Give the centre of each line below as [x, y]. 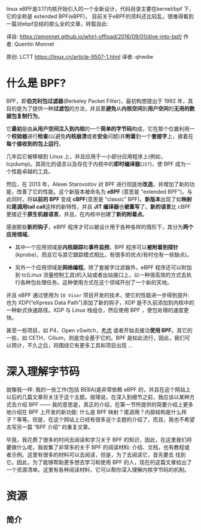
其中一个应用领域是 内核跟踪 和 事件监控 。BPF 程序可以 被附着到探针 [97, 247]
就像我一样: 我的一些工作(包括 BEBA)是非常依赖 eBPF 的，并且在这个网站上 [98, 389]
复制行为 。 [30, 116]
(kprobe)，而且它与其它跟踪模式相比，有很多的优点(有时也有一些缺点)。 [103, 254]
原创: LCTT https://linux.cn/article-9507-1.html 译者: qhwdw [80, 57]
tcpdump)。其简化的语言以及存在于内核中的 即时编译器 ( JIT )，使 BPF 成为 [96, 164]
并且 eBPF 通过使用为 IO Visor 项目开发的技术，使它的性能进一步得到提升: [98, 295]
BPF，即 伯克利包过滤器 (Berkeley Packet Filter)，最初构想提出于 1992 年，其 [100, 101]
